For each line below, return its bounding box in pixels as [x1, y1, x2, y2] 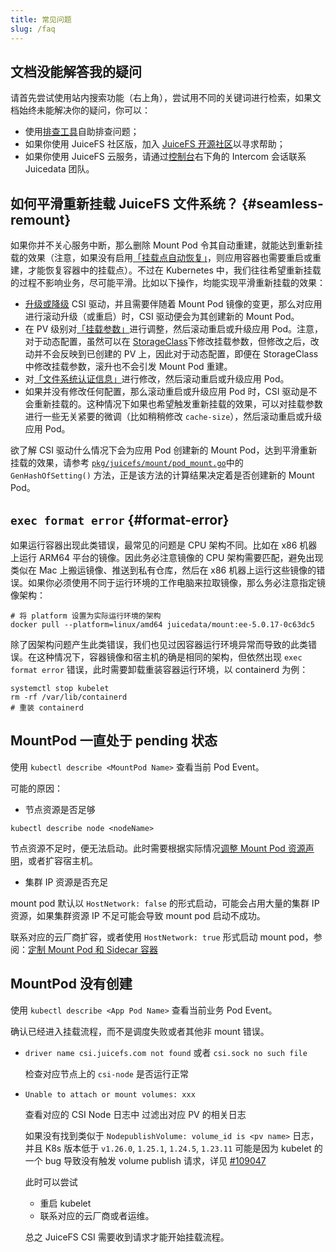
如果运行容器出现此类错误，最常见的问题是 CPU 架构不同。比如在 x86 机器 [10, 539, 318, 551]
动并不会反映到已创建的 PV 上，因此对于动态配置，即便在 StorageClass [24, 348, 319, 360]
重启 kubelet [39, 1197, 92, 1209]
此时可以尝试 [24, 1176, 78, 1188]
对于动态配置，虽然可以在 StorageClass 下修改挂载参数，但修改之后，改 [24, 336, 320, 348]
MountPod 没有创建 [10, 976, 133, 993]
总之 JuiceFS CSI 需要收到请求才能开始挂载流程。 [24, 1231, 230, 1243]
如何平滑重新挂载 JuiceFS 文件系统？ [10, 195, 239, 212]
